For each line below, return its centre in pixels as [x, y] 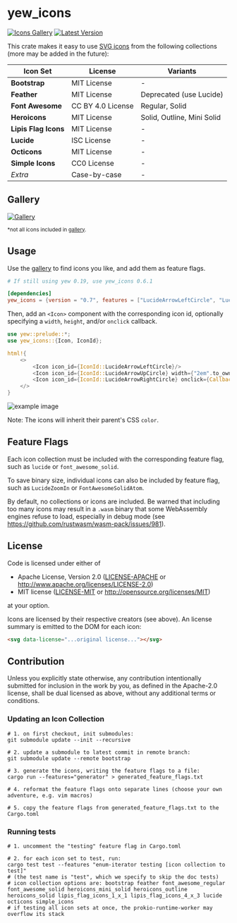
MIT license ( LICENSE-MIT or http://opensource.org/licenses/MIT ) [114, 592]
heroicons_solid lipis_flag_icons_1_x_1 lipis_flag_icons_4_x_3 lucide [115, 896]
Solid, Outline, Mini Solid [181, 117]
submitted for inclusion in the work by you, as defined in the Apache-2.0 [112, 686]
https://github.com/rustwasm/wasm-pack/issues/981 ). [86, 524]
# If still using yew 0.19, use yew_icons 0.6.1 [80, 281]
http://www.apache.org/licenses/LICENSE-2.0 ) [85, 584]
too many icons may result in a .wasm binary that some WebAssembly [108, 508]
